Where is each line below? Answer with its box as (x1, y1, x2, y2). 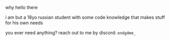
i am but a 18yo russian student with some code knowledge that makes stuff (5, 14, 165, 20)
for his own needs (5, 20, 43, 26)
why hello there (5, 5, 38, 10)
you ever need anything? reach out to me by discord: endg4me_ (5, 30, 136, 35)
